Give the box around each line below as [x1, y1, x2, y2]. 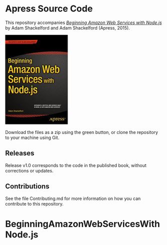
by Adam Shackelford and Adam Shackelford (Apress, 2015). [5, 24, 130, 30]
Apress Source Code [5, 3, 93, 14]
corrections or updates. [5, 167, 53, 173]
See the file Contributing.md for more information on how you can [5, 195, 141, 201]
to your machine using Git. [5, 134, 59, 140]
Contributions [5, 182, 49, 190]
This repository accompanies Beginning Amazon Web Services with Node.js [5, 19, 162, 25]
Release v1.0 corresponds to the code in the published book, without [5, 162, 146, 168]
